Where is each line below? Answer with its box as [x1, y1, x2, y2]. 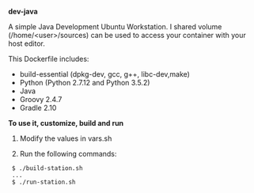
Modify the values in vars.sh [19, 134, 112, 143]
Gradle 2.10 [19, 103, 57, 112]
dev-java [8, 7, 38, 16]
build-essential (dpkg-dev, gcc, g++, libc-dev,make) [19, 70, 190, 78]
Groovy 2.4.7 [19, 95, 63, 104]
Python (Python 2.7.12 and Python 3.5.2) [19, 78, 150, 87]
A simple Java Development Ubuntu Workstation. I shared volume [8, 22, 222, 31]
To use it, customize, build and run [8, 119, 124, 127]
